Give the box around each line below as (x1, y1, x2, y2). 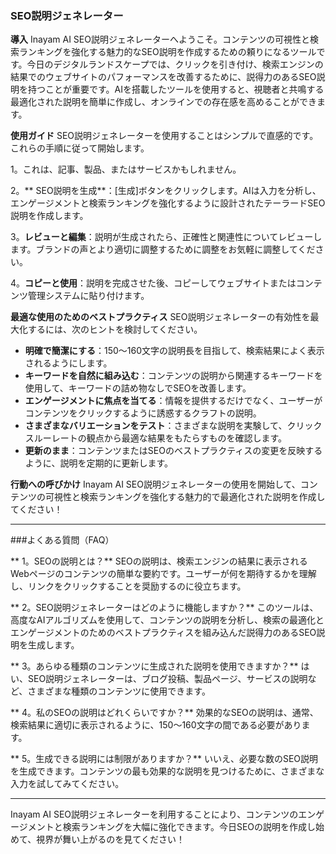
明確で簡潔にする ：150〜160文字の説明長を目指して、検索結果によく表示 (24, 345, 325, 357)
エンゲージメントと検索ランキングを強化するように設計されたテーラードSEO (10, 197, 326, 209)
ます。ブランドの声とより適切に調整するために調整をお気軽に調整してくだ (10, 243, 316, 256)
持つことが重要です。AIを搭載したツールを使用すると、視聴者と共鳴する (27, 83, 325, 96)
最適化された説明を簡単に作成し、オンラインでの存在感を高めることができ (10, 96, 317, 108)
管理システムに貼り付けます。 (27, 290, 150, 302)
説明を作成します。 (10, 210, 89, 222)
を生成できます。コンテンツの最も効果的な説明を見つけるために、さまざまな (10, 765, 325, 777)
